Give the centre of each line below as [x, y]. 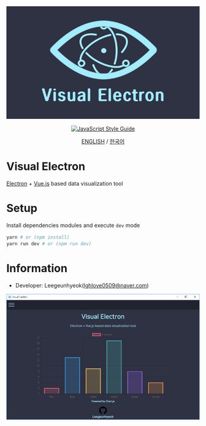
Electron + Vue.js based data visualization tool [65, 183]
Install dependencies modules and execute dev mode [73, 225]
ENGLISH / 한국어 [103, 142]
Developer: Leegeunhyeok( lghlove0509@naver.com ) [82, 285]
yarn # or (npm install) [38, 237]
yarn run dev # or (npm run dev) [49, 244]
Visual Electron [46, 166]
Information [37, 268]
